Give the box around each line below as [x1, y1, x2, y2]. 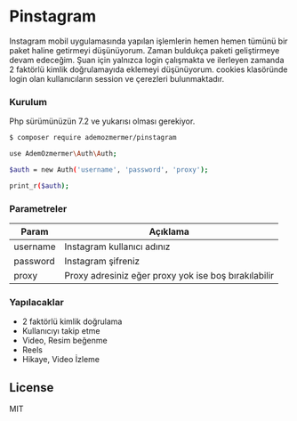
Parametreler [9, 202, 68, 215]
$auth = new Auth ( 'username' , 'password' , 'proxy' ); [9, 165, 209, 174]
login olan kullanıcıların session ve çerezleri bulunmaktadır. [9, 73, 225, 84]
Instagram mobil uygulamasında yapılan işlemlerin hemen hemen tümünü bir [9, 36, 288, 46]
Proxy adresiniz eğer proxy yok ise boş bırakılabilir [64, 270, 274, 282]
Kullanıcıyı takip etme [21, 326, 100, 336]
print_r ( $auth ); [9, 181, 69, 190]
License [9, 380, 54, 395]
